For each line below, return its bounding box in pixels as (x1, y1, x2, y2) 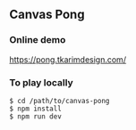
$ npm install (9, 104, 63, 113)
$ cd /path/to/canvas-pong (9, 96, 110, 105)
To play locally (9, 76, 73, 88)
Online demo (9, 34, 66, 46)
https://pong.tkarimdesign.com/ (9, 53, 127, 65)
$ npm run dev (9, 111, 63, 121)
